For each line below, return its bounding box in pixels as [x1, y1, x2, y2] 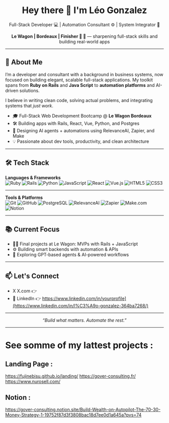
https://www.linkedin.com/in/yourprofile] [42, 295, 127, 302]
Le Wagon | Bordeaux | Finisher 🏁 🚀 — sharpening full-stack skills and [11, 33, 158, 39]
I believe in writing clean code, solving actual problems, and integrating [5, 97, 153, 103]
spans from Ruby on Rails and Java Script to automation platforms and [5, 82, 155, 88]
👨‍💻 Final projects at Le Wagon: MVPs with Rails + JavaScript [12, 241, 138, 247]
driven [5, 87, 19, 93]
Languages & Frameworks [5, 174, 61, 181]
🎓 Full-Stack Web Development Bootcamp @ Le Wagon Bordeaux [12, 113, 152, 119]
